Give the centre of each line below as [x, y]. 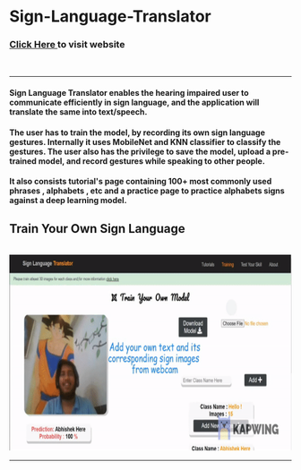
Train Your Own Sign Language [97, 229]
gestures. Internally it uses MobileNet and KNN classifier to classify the [145, 141]
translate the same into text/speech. [78, 112]
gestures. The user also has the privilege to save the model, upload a [140, 151]
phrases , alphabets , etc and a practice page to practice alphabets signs [147, 191]
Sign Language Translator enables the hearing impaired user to [129, 93]
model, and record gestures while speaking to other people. [152, 161]
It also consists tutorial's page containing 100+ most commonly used [141, 182]
